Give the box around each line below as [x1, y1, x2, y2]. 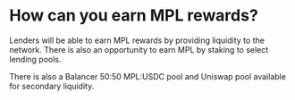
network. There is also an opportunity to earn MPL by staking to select [9, 44, 269, 54]
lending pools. [9, 54, 62, 64]
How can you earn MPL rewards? [9, 5, 259, 26]
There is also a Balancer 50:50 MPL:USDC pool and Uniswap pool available [9, 71, 286, 81]
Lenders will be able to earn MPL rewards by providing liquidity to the [9, 35, 265, 46]
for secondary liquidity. [9, 80, 95, 91]
